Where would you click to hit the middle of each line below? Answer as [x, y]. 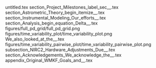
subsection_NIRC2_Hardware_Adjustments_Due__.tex [60, 50]
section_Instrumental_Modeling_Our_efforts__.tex [55, 18]
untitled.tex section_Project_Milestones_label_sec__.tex [62, 7]
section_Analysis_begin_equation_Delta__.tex [51, 23]
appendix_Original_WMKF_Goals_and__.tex [49, 60]
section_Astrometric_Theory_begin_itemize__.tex [55, 12]
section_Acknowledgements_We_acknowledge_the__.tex [63, 55]
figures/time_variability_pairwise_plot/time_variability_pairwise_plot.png [78, 44]
